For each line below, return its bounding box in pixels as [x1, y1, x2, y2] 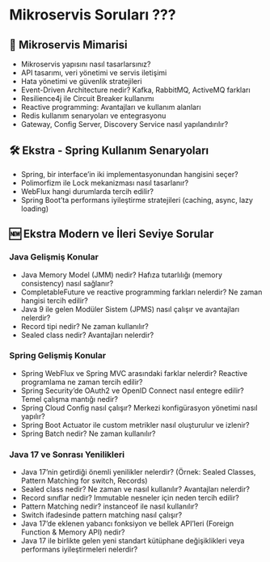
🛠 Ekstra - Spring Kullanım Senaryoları [9, 144, 209, 158]
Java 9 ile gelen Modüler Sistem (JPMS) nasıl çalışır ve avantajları [20, 304, 240, 314]
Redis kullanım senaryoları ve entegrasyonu [20, 111, 167, 120]
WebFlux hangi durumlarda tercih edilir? [20, 186, 154, 196]
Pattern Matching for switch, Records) [20, 475, 148, 486]
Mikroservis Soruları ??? [9, 6, 176, 24]
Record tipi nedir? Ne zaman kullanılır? [20, 321, 149, 331]
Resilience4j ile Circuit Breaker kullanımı [20, 94, 154, 103]
